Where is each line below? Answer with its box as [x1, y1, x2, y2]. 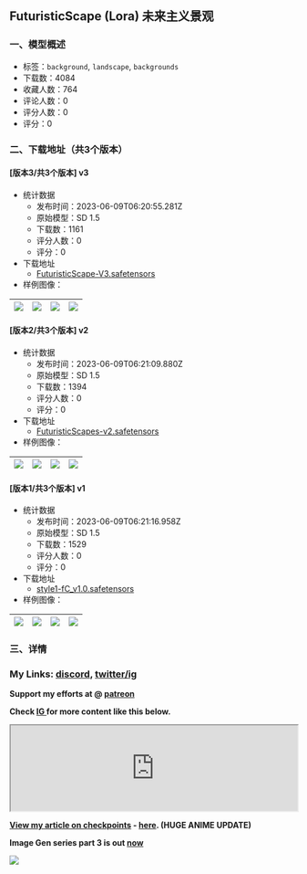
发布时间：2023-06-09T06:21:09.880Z [36, 359, 184, 370]
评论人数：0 [22, 95, 68, 106]
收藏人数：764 [22, 83, 78, 94]
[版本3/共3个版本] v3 [9, 167, 89, 178]
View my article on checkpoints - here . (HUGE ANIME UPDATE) [9, 820, 252, 831]
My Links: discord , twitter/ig [9, 668, 138, 680]
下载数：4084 [22, 72, 76, 83]
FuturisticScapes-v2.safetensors [36, 426, 159, 437]
